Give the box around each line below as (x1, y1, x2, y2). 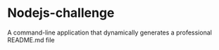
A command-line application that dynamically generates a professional (7, 28, 213, 37)
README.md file (7, 35, 55, 44)
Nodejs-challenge (7, 5, 115, 21)
